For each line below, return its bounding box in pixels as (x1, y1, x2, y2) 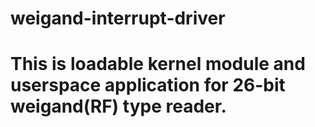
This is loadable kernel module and (10, 53, 306, 76)
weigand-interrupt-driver (10, 7, 226, 30)
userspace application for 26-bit (10, 74, 286, 97)
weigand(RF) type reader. (10, 95, 227, 118)
